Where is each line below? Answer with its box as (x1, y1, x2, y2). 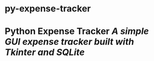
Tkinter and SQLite (5, 47, 85, 58)
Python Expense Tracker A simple (5, 26, 149, 37)
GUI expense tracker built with (5, 36, 134, 48)
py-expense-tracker (5, 3, 91, 14)
